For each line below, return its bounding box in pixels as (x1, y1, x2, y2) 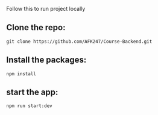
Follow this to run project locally (6, 5, 86, 12)
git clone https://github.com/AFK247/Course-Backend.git (6, 39, 153, 45)
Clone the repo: (6, 22, 66, 33)
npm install (6, 70, 36, 77)
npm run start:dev (6, 103, 52, 109)
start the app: (6, 87, 58, 98)
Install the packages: (6, 55, 87, 65)
